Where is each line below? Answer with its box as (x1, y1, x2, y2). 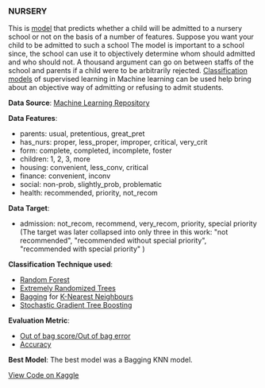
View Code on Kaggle (8, 371, 79, 380)
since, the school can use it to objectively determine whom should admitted (8, 49, 255, 59)
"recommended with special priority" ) (19, 244, 145, 254)
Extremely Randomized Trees (19, 284, 117, 293)
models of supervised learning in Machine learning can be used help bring (8, 74, 252, 84)
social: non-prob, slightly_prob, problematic (19, 180, 163, 189)
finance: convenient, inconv (19, 171, 111, 180)
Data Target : (8, 204, 50, 213)
